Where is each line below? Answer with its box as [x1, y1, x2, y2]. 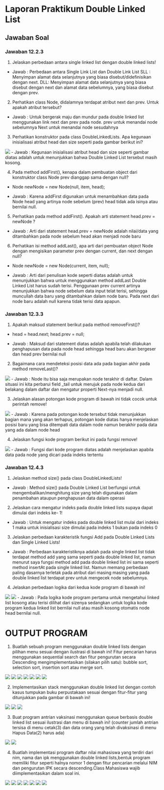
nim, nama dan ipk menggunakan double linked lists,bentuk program [12, 755, 151, 761]
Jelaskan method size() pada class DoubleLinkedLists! [12, 475, 122, 481]
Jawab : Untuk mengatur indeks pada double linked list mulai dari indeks [12, 519, 159, 525]
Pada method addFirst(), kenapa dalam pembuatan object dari [12, 169, 138, 175]
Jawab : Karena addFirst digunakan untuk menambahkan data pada [12, 193, 149, 199]
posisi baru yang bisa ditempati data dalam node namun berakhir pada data [5, 422, 158, 428]
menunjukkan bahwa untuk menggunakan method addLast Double [12, 277, 147, 283]
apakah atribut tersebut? [12, 104, 62, 110]
